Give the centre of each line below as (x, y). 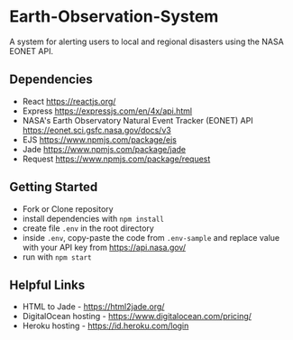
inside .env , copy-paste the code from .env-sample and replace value (151, 237)
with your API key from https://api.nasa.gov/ (104, 247)
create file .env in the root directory (88, 228)
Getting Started (54, 187)
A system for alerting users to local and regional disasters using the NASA (146, 41)
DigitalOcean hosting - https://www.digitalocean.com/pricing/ (137, 317)
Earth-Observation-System (114, 17)
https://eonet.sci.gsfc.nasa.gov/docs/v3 (96, 130)
